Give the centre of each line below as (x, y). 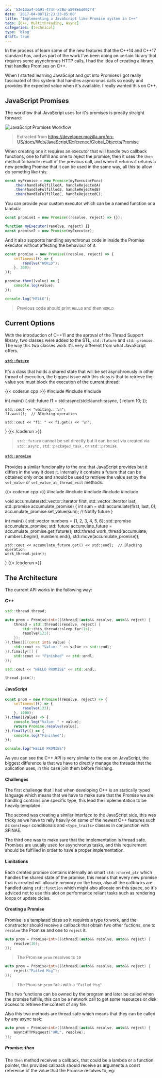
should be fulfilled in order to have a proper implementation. (65, 850)
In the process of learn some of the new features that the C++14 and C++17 (81, 50)
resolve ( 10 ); (27, 943)
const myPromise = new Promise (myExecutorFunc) (54, 181)
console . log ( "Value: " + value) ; (48, 722)
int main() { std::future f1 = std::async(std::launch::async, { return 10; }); (76, 401)
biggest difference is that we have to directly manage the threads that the (78, 763)
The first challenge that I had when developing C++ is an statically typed (78, 790)
